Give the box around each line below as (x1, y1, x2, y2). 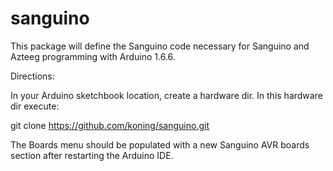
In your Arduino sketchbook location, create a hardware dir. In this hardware (10, 89, 323, 101)
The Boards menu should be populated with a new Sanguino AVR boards (10, 138, 310, 151)
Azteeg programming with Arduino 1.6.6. (10, 50, 176, 62)
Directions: (10, 70, 55, 82)
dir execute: (10, 100, 60, 112)
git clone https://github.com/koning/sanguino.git (10, 119, 210, 131)
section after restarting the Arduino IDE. (10, 149, 174, 161)
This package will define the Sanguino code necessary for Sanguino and (10, 40, 310, 52)
